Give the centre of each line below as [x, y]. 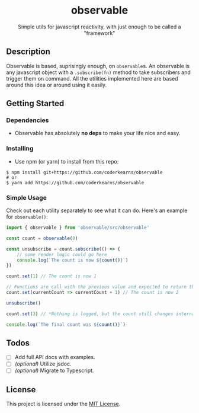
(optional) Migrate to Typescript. [54, 370]
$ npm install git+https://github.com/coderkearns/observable [84, 172]
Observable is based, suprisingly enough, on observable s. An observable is [98, 66]
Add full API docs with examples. [55, 357]
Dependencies [28, 120]
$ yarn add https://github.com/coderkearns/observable [75, 183]
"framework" [99, 33]
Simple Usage [27, 197]
